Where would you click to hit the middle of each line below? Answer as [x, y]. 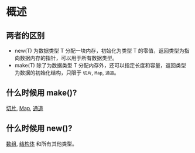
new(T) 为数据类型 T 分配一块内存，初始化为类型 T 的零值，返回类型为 [99, 51]
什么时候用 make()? [42, 93]
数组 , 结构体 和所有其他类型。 [42, 144]
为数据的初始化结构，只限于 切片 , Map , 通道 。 [67, 73]
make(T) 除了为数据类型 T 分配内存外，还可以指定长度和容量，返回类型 [100, 65]
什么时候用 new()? [39, 129]
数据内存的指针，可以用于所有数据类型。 [69, 58]
